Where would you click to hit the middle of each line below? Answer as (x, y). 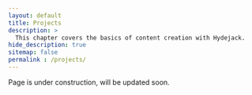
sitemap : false (33, 52)
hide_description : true (47, 45)
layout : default (35, 15)
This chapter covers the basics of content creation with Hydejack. (130, 38)
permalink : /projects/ (47, 60)
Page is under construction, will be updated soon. (89, 82)
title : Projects (35, 23)
